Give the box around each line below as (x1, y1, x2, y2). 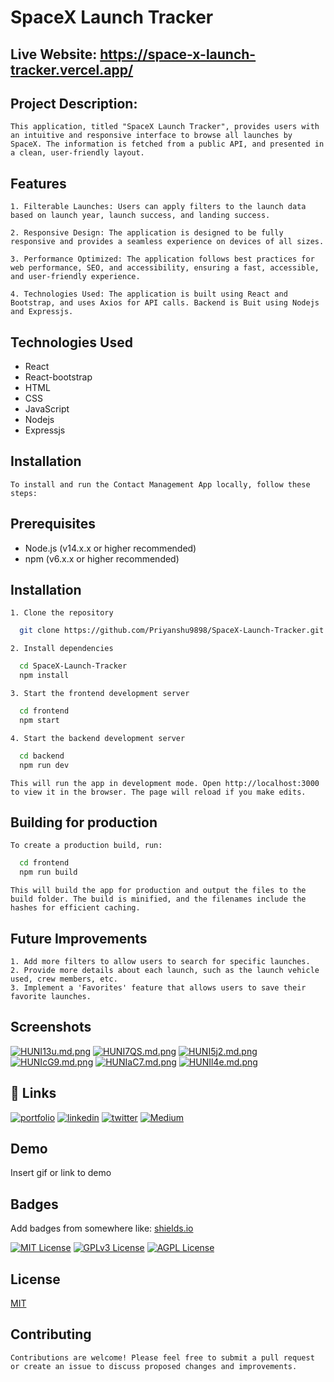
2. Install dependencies (10, 644, 114, 654)
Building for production (10, 814, 158, 831)
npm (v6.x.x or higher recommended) (24, 552, 180, 565)
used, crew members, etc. (10, 974, 118, 984)
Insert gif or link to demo (10, 1167, 112, 1179)
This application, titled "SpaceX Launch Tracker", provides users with (10, 122, 320, 132)
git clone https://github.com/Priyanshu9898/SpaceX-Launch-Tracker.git (19, 626, 325, 636)
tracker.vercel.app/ (10, 61, 134, 78)
